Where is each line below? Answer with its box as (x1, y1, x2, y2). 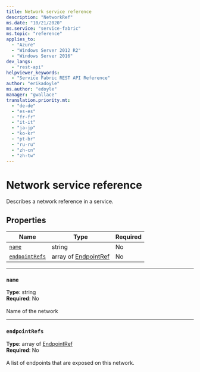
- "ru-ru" (11, 141, 36, 148)
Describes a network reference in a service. (6, 198, 114, 205)
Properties (6, 215, 46, 225)
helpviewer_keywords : (6, 70, 60, 76)
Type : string (6, 289, 36, 296)
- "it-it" (11, 120, 36, 126)
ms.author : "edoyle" (6, 86, 58, 92)
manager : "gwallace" (6, 92, 58, 98)
